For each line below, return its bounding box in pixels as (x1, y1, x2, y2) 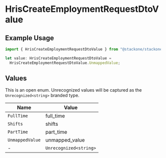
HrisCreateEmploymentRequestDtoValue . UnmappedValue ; (9, 60, 121, 65)
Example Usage (5, 34, 54, 42)
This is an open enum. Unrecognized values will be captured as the (5, 87, 142, 93)
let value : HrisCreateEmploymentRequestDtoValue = (5, 55, 112, 60)
